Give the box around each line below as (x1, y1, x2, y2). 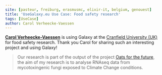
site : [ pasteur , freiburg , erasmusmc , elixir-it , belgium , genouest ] (5, 7, 152, 12)
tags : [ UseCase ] (5, 16, 39, 21)
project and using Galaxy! (5, 45, 57, 50)
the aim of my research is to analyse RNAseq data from (17, 59, 130, 65)
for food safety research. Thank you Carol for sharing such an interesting (5, 40, 155, 46)
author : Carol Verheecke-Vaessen (5, 21, 74, 26)
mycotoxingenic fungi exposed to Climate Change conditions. (17, 65, 143, 71)
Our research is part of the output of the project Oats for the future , (17, 54, 155, 60)
